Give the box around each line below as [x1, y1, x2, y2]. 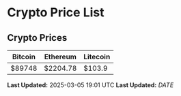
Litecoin [83, 52, 111, 61]
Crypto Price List [7, 5, 105, 20]
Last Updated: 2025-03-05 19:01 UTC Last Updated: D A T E [7, 81, 174, 89]
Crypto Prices [7, 32, 68, 44]
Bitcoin [12, 52, 36, 61]
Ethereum [44, 52, 77, 61]
